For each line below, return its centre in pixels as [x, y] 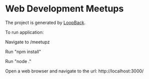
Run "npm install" [23, 51]
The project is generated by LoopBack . [45, 22]
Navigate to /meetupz [28, 42]
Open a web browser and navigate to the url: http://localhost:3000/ [74, 71]
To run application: [25, 32]
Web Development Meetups [64, 9]
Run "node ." [18, 61]
